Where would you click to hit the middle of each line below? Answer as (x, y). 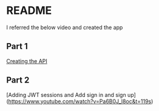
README (29, 11)
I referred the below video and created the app (65, 27)
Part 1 (17, 46)
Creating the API (27, 61)
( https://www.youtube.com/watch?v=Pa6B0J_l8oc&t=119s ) (80, 101)
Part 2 (18, 80)
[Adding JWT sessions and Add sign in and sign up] (71, 95)
